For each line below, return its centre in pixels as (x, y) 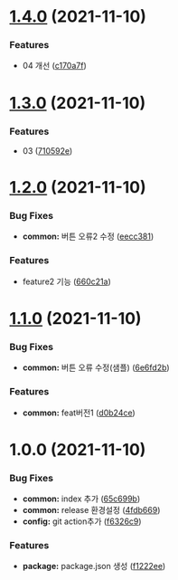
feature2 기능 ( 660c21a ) (66, 281)
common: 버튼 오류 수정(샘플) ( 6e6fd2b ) (96, 367)
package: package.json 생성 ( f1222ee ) (94, 566)
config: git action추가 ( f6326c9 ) (82, 521)
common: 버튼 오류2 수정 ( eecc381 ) (88, 236)
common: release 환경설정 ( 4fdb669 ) (91, 510)
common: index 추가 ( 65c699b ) (81, 499)
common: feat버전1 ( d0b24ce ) (79, 413)
